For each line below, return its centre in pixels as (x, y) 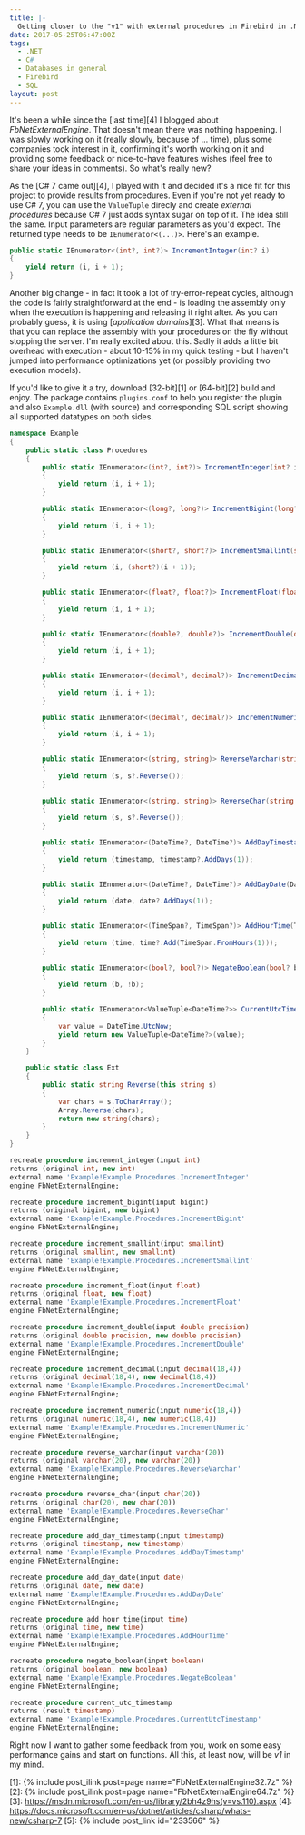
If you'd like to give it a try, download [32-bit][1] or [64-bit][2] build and (143, 388)
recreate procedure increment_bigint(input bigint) (109, 1202)
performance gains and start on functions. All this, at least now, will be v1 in (150, 1755)
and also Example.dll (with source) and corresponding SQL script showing (149, 407)
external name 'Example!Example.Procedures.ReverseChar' (119, 1511)
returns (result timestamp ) (63, 1711)
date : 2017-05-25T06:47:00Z (63, 35)
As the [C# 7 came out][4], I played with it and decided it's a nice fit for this (150, 185)
